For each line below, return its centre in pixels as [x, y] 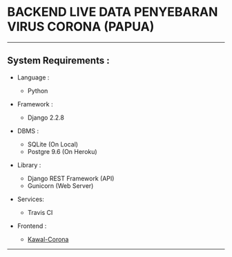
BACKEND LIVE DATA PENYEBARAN [113, 12]
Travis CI [40, 212]
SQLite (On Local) [52, 144]
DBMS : [28, 131]
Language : [33, 77]
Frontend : [32, 226]
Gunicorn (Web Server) [60, 185]
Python [38, 91]
